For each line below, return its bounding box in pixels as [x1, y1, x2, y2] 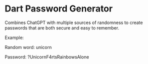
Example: [5, 34, 24, 40]
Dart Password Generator [5, 3, 113, 14]
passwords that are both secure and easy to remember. [5, 24, 119, 30]
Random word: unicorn [5, 44, 52, 50]
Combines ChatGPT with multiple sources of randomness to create [5, 19, 143, 25]
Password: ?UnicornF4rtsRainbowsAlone [5, 53, 89, 60]
